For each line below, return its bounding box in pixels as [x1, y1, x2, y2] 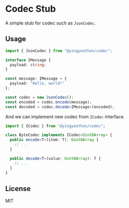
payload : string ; [10, 62, 47, 67]
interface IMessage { [5, 57, 51, 63]
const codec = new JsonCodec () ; [5, 95, 74, 100]
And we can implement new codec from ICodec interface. [5, 113, 125, 120]
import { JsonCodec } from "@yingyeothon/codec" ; [5, 48, 113, 54]
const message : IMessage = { [5, 76, 67, 82]
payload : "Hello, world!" [10, 81, 65, 86]
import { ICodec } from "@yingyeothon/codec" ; [5, 123, 106, 128]
